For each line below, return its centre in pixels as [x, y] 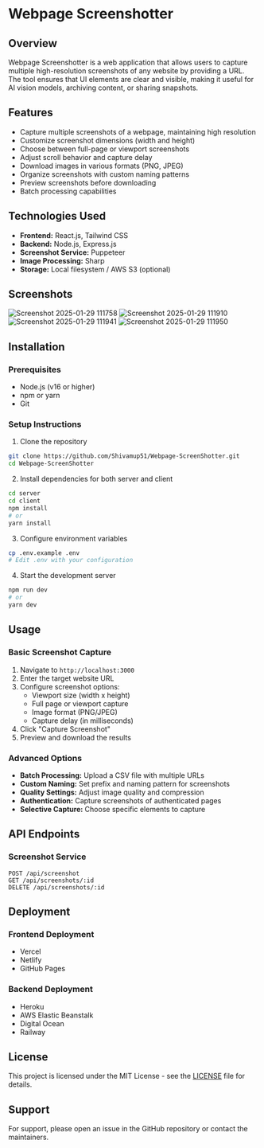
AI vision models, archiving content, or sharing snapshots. [103, 88]
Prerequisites [35, 369]
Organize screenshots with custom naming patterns [104, 174]
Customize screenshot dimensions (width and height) [107, 140]
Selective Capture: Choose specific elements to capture [113, 809]
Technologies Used [57, 216]
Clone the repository [53, 442]
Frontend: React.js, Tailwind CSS [74, 235]
